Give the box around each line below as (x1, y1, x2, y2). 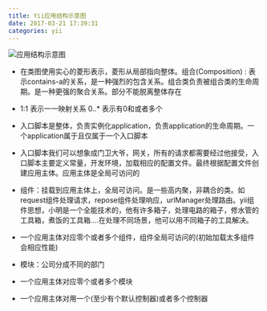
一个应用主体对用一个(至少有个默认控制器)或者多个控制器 (19, 294, 208, 304)
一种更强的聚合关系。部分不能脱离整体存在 (41, 87, 182, 96)
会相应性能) (19, 243, 59, 252)
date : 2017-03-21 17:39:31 (8, 19, 99, 27)
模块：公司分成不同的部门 (19, 260, 105, 269)
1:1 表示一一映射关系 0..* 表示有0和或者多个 (19, 104, 163, 113)
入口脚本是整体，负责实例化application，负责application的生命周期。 (19, 121, 248, 131)
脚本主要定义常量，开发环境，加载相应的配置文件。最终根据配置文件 (26, 158, 253, 168)
